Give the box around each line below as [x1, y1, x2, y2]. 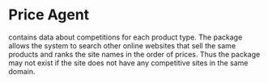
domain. [8, 66, 36, 76]
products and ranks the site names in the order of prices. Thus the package [8, 49, 261, 59]
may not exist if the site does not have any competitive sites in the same [8, 58, 249, 68]
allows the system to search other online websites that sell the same [8, 40, 236, 50]
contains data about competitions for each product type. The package [8, 32, 243, 42]
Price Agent [8, 6, 90, 24]
